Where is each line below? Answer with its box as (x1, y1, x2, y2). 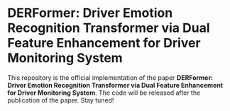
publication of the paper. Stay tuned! (7, 95, 114, 104)
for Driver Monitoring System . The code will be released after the (7, 88, 201, 97)
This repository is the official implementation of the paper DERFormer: (7, 73, 214, 82)
